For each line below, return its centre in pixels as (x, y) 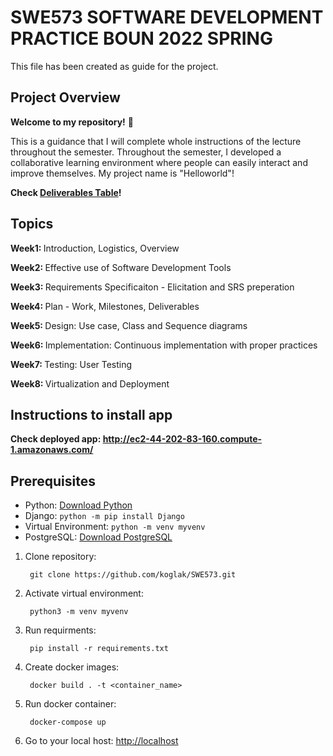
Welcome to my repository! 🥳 (72, 122)
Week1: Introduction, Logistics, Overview (95, 248)
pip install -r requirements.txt (99, 649)
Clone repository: (60, 557)
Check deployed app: (56, 439)
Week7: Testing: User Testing (71, 364)
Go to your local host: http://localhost (101, 741)
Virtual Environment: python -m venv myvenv (115, 527)
